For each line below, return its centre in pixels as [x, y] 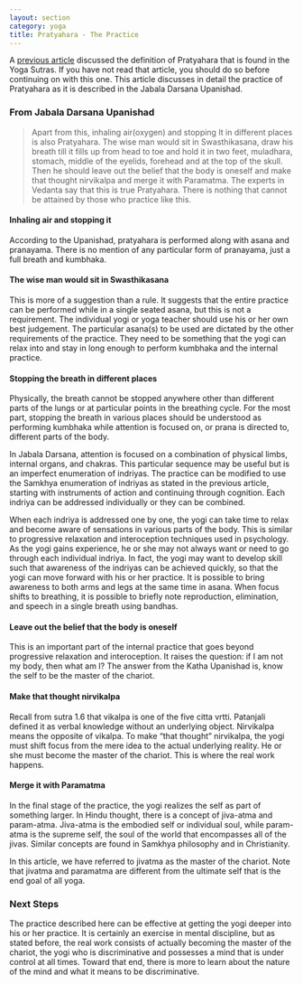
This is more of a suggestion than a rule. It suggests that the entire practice [149, 300]
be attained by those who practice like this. [111, 199]
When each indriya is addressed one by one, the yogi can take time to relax [149, 520]
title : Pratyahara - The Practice [74, 34]
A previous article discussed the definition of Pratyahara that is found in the [150, 61]
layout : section [40, 18]
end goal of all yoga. [47, 880]
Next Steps [34, 904]
